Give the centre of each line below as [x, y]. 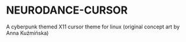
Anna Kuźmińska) [27, 33]
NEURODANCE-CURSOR [67, 10]
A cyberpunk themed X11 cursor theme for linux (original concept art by [93, 27]
